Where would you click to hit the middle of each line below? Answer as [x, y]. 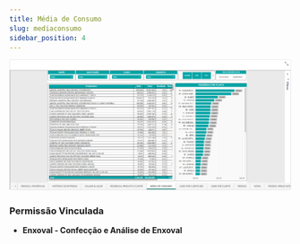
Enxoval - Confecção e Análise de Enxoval [102, 231]
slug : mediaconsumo [46, 28]
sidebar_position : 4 [48, 38]
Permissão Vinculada [57, 211]
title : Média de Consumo [56, 19]
